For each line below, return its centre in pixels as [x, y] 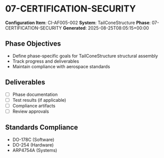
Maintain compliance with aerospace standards [61, 66]
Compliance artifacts [34, 105]
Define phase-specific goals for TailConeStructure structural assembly [85, 56]
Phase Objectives [33, 44]
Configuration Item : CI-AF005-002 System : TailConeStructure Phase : [78, 23]
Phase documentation [35, 94]
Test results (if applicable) [39, 100]
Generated [74, 28]
